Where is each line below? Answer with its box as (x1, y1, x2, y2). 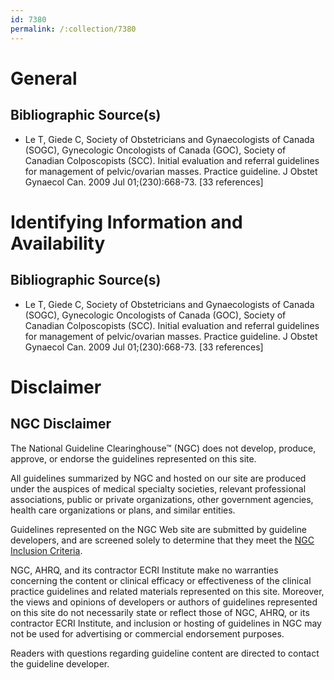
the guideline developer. (10, 657, 110, 670)
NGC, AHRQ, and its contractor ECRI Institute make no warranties (10, 564, 279, 576)
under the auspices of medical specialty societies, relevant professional (10, 482, 307, 495)
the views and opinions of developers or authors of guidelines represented (10, 596, 318, 608)
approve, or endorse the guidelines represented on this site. (10, 452, 257, 465)
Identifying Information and (10, 211, 243, 233)
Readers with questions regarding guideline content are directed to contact (10, 647, 320, 659)
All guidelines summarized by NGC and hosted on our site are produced (10, 472, 307, 484)
